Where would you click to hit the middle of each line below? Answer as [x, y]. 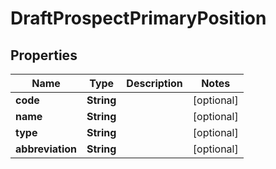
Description [154, 83]
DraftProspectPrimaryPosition [138, 18]
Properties [44, 55]
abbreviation [46, 149]
